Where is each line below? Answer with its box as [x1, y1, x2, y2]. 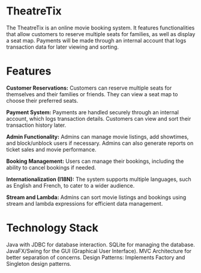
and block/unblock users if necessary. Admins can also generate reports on [6, 140, 194, 147]
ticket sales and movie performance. [6, 146, 97, 153]
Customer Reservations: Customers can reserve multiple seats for [6, 84, 172, 91]
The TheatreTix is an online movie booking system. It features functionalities [6, 24, 195, 31]
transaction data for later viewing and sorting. [6, 43, 119, 51]
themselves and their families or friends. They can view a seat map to [6, 90, 178, 97]
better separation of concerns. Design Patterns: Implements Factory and [6, 254, 185, 261]
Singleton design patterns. [6, 260, 72, 267]
